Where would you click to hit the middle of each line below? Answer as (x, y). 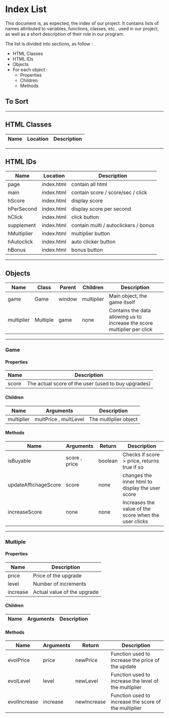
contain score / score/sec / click (109, 193)
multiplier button (91, 234)
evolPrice (19, 660)
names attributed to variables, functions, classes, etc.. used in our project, (82, 28)
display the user (141, 488)
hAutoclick (20, 242)
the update (123, 667)
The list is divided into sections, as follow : (49, 43)
